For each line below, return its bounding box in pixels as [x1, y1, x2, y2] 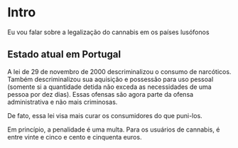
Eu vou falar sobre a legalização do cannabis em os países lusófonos [7, 28, 210, 36]
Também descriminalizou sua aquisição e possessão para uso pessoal [7, 75, 214, 83]
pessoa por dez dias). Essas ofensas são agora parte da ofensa [7, 90, 194, 98]
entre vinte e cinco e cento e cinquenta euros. [7, 132, 142, 141]
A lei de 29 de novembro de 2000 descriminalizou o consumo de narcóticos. [7, 67, 232, 75]
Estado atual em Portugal [7, 48, 121, 60]
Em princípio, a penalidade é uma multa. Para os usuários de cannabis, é [7, 125, 220, 134]
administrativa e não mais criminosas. [7, 97, 118, 106]
